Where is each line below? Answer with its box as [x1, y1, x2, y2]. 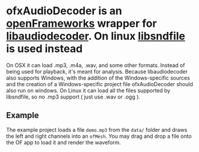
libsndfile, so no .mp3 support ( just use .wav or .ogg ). [6, 93, 141, 100]
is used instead [6, 42, 83, 56]
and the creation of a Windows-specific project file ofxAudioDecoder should [6, 80, 193, 87]
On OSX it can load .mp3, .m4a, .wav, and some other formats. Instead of [6, 61, 185, 69]
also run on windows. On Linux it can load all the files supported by [6, 87, 170, 94]
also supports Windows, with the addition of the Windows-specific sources [6, 74, 190, 81]
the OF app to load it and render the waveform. [6, 138, 121, 146]
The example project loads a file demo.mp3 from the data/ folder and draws [6, 126, 188, 133]
